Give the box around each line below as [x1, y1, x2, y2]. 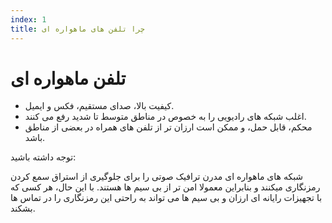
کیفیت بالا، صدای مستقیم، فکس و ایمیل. [24, 100, 175, 112]
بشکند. [10, 202, 36, 215]
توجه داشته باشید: [10, 151, 77, 163]
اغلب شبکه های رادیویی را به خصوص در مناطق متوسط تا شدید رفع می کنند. [24, 111, 307, 123]
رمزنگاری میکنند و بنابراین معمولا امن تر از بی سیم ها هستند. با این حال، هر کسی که [10, 181, 321, 193]
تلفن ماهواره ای [10, 67, 127, 90]
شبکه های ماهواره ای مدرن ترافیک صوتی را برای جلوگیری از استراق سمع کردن [10, 171, 304, 183]
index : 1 [10, 14, 47, 25]
